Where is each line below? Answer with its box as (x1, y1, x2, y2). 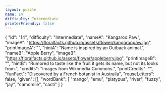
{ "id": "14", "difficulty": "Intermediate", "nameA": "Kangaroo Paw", (5, 34, 141, 40)
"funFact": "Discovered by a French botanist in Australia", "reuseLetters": (5, 71, 155, 77)
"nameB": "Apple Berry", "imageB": (5, 50, 77, 56)
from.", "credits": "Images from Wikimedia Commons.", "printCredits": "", (5, 66, 153, 72)
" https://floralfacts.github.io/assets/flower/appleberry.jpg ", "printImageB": (5, 55, 156, 61)
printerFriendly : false (5, 21, 55, 26)
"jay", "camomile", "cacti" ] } (5, 82, 63, 88)
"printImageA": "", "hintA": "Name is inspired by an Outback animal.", (5, 45, 145, 51)
